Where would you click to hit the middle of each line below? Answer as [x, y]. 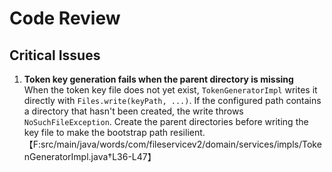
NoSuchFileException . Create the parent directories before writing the [166, 121]
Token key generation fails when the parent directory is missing [158, 79]
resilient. [188, 132]
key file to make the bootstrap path [96, 132]
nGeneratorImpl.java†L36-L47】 [90, 156]
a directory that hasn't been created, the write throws [133, 111]
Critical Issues [55, 55]
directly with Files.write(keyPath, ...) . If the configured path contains [172, 100]
